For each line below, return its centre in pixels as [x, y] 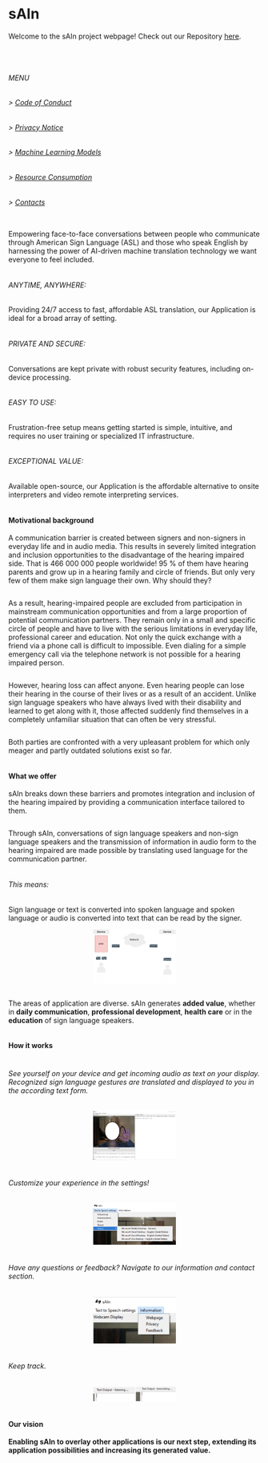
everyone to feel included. [51, 260]
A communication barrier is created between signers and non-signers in [127, 538]
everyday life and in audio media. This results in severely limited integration [132, 547]
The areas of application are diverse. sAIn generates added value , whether [132, 1003]
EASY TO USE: [32, 403]
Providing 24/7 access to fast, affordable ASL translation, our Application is [132, 310]
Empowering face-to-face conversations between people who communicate [134, 234]
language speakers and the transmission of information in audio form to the [132, 842]
